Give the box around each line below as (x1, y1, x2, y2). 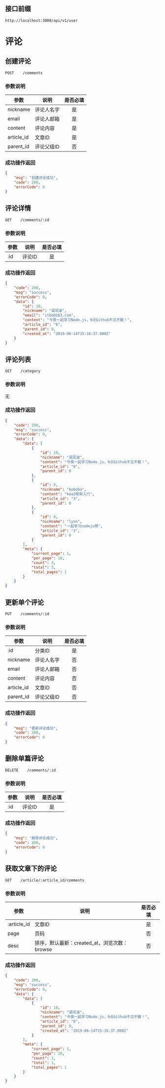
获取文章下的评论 (5, 865, 57, 873)
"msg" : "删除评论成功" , (14, 835, 58, 841)
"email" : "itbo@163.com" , (23, 313, 76, 318)
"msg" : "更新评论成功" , (14, 725, 58, 731)
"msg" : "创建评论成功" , (14, 176, 58, 181)
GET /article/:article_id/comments (5, 877, 84, 883)
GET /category (5, 369, 41, 374)
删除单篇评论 (5, 754, 44, 763)
